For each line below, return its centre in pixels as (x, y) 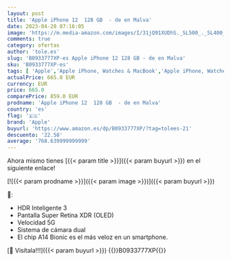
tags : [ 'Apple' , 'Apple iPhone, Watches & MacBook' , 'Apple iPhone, (106, 71)
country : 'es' (27, 109)
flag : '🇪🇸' (24, 115)
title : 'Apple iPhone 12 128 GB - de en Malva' (80, 20)
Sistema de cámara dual (51, 230)
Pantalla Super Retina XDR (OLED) (66, 215)
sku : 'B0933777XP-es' (38, 65)
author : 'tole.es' (33, 52)
